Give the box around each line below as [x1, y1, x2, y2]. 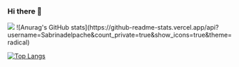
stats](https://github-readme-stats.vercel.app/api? [71, 23, 219, 32]
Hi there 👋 [7, 6, 43, 16]
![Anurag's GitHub [16, 23, 70, 32]
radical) [7, 38, 30, 47]
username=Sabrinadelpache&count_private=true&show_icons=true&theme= [7, 31, 233, 39]
